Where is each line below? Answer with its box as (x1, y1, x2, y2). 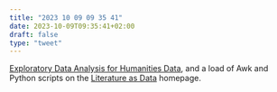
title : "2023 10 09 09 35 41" (9, 13, 124, 23)
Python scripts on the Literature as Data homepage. (9, 73, 201, 84)
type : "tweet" (9, 38, 63, 48)
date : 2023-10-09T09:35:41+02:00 (9, 22, 135, 31)
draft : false (9, 30, 59, 39)
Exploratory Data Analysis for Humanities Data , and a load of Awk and (9, 63, 269, 74)
